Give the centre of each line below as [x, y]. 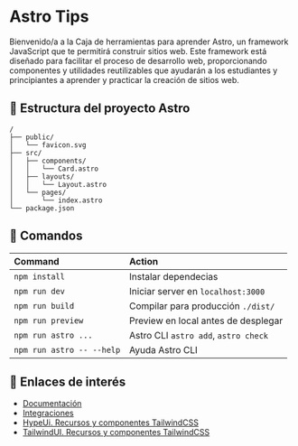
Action [144, 261]
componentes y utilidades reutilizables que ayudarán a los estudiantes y [144, 70]
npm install [40, 276]
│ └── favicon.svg [48, 145]
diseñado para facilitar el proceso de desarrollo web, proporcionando [139, 60]
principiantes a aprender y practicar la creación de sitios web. [124, 79]
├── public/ [32, 137]
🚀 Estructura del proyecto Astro [100, 109]
